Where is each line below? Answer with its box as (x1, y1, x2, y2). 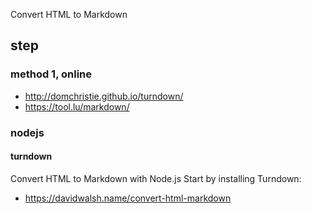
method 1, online (10, 67, 93, 81)
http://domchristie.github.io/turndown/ (24, 90, 184, 102)
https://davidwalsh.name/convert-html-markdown (24, 192, 232, 204)
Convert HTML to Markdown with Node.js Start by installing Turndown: (10, 172, 302, 184)
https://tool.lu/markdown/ (24, 100, 130, 113)
